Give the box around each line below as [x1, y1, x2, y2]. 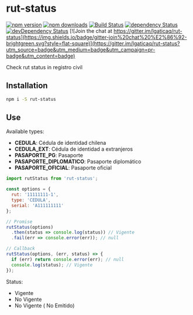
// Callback [6, 246, 35, 252]
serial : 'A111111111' [11, 202, 64, 208]
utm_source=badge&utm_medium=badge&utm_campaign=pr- [6, 46, 156, 53]
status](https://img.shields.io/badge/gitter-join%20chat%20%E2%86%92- [6, 33, 187, 40]
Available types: [6, 128, 44, 135]
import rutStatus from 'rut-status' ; [6, 175, 98, 182]
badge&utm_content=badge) [6, 52, 75, 59]
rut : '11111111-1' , [11, 192, 59, 198]
